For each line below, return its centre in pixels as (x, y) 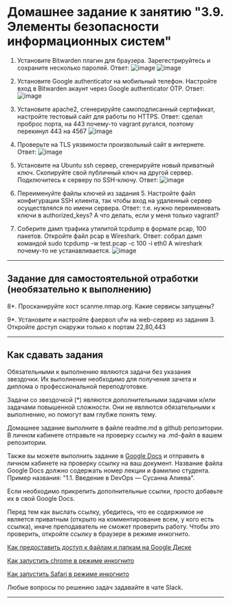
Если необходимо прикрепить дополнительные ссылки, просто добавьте (115, 491)
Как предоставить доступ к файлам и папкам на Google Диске (99, 547)
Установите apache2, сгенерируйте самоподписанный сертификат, (116, 109)
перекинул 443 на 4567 (52, 131)
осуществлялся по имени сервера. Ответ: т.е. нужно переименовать (119, 208)
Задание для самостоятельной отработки (103, 279)
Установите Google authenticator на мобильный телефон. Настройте (117, 81)
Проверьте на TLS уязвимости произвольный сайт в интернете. (111, 144)
